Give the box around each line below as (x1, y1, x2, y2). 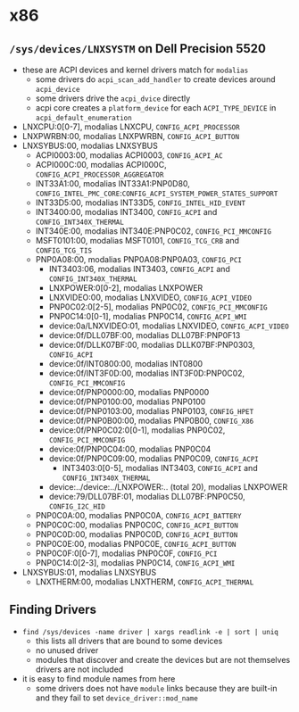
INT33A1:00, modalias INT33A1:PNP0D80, (35, 178, 190, 188)
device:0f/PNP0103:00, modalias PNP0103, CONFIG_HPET (48, 406, 254, 416)
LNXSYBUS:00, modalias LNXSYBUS (21, 140, 159, 151)
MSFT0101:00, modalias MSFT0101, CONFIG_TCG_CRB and (35, 236, 239, 245)
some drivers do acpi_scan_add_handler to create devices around (35, 74, 276, 85)
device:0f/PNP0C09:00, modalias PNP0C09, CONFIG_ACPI (48, 453, 259, 464)
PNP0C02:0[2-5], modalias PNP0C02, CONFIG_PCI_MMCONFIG (48, 302, 268, 312)
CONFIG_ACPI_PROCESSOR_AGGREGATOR (35, 170, 164, 179)
